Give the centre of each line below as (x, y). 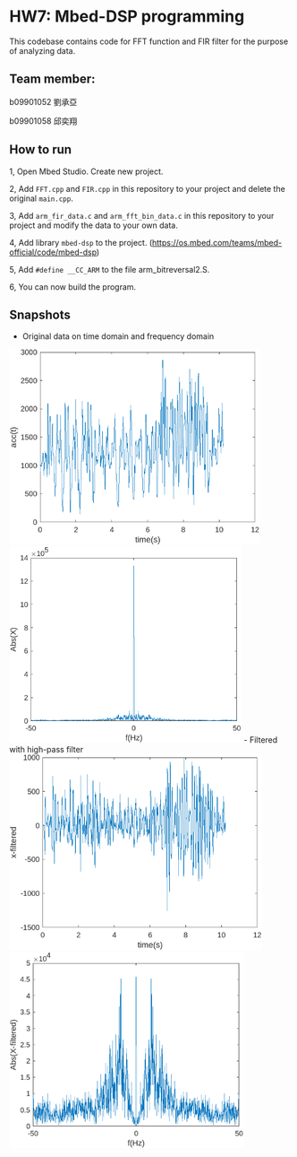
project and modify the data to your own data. (94, 225)
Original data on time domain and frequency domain (118, 336)
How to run (41, 150)
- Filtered (261, 740)
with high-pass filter (46, 750)
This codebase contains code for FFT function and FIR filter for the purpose (149, 41)
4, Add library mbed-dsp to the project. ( (81, 242)
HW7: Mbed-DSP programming (127, 17)
